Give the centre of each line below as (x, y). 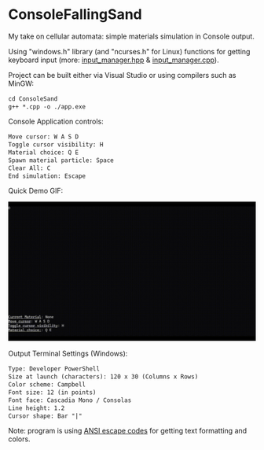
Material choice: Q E (44, 152)
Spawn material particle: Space (61, 160)
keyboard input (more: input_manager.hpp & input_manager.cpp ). (114, 60)
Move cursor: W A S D (44, 136)
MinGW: (21, 83)
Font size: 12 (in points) (52, 393)
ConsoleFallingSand (75, 15)
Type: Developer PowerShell (54, 369)
